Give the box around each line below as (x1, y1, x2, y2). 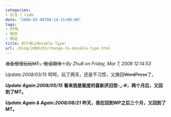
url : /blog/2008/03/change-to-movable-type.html (5, 46, 111, 51)
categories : (5, 7, 31, 13)
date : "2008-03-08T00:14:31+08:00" (5, 17, 81, 22)
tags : (5, 22, 17, 27)
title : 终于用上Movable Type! (5, 41, 67, 46)
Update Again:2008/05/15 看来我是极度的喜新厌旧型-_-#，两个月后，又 (5, 82, 159, 88)
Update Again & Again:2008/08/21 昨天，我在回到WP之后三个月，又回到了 (5, 100, 166, 106)
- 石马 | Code (5, 12, 34, 17)
